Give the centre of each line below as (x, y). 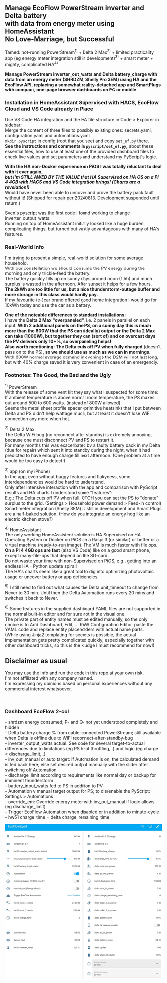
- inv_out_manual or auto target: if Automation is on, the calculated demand (82, 759)
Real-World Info (25, 247)
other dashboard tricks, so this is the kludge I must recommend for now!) (80, 645)
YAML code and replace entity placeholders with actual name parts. (75, 629)
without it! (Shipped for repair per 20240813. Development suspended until (82, 198)
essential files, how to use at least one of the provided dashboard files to (80, 152)
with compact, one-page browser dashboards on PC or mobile (71, 89)
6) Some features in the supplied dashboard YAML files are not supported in (83, 608)
